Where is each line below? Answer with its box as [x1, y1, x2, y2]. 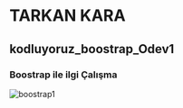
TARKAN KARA [9, 5, 126, 26]
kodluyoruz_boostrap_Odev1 [9, 41, 175, 57]
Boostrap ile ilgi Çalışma [9, 68, 118, 81]
